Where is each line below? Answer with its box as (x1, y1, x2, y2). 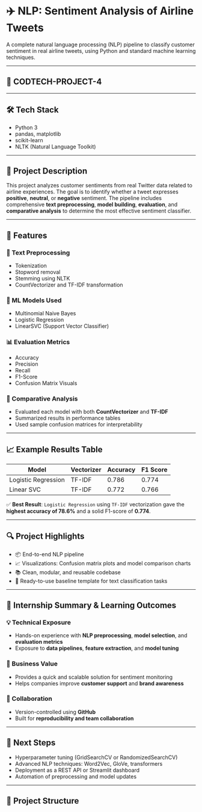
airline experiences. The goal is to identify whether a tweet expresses (6, 188, 179, 195)
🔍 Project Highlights (6, 532, 85, 542)
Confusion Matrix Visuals (14, 379, 78, 387)
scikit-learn (14, 136, 43, 144)
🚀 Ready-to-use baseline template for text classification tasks (14, 577, 168, 584)
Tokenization (14, 262, 47, 270)
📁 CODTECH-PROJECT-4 (6, 77, 102, 87)
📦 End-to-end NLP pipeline (14, 550, 84, 558)
